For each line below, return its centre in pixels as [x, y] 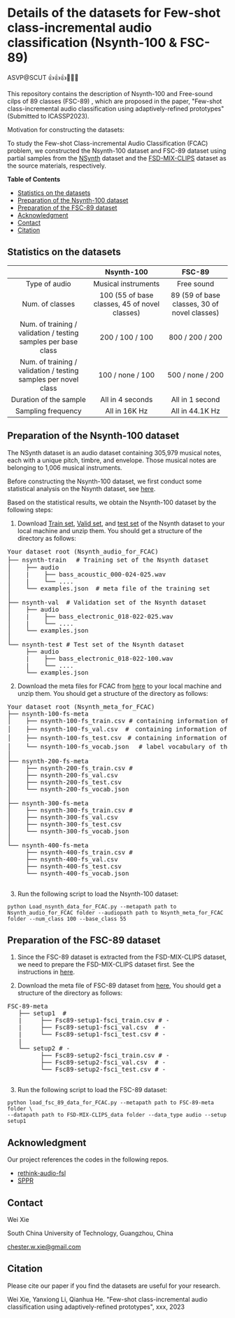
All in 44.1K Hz [195, 410]
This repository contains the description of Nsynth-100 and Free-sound [110, 93]
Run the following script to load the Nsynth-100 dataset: [98, 894]
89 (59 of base [195, 295]
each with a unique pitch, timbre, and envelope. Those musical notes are [112, 460]
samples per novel [49, 379]
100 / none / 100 [127, 375]
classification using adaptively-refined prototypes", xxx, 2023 [96, 1307]
